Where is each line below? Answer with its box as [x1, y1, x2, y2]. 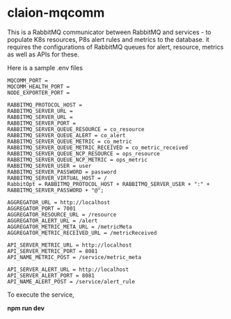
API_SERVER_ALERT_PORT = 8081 [7, 272, 95, 279]
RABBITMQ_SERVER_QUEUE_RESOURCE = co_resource [7, 125, 145, 133]
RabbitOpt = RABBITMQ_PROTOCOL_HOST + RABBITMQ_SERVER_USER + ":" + [7, 180, 210, 187]
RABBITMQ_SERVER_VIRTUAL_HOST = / [7, 174, 108, 182]
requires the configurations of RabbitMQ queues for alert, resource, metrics [7, 42, 224, 51]
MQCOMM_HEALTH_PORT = [7, 83, 70, 90]
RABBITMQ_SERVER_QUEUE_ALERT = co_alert [7, 132, 127, 139]
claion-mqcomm [7, 5, 105, 21]
